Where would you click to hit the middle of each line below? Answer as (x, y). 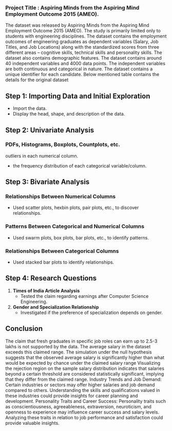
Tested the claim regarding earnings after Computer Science (84, 296)
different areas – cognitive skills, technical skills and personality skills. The (84, 52)
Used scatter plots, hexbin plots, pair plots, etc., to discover (76, 208)
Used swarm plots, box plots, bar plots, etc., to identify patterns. (81, 237)
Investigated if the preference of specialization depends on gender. (92, 312)
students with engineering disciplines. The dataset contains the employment (86, 36)
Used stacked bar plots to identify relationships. (63, 262)
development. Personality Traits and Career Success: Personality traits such (85, 401)
